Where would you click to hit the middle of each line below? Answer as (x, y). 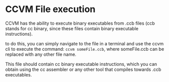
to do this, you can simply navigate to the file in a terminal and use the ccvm (85, 43)
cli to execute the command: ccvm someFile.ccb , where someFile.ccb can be (85, 49)
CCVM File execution (50, 9)
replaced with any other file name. (41, 54)
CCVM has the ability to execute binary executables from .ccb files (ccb (80, 23)
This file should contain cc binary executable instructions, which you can (81, 64)
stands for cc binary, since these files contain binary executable (72, 28)
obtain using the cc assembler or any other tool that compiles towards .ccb (83, 69)
